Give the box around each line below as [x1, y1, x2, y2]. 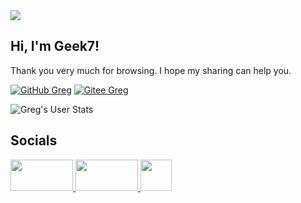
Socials [10, 132, 58, 149]
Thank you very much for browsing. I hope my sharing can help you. [10, 64, 292, 76]
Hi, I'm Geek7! [10, 38, 100, 55]
